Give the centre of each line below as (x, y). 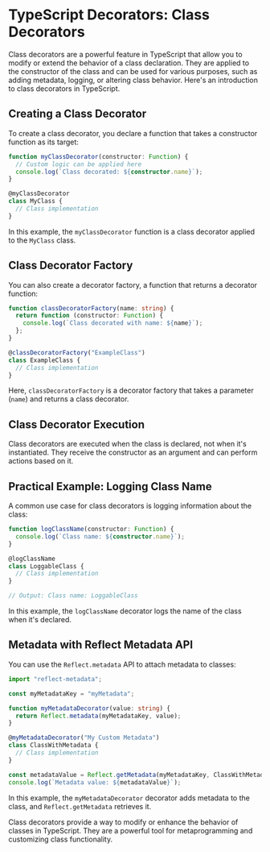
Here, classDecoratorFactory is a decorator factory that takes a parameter (131, 391)
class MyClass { (35, 202)
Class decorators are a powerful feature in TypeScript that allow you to (125, 54)
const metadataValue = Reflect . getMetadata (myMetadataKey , (109, 775)
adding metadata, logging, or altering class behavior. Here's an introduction (133, 80)
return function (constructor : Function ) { (89, 316)
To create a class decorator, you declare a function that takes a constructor (133, 133)
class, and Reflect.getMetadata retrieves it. (80, 806)
